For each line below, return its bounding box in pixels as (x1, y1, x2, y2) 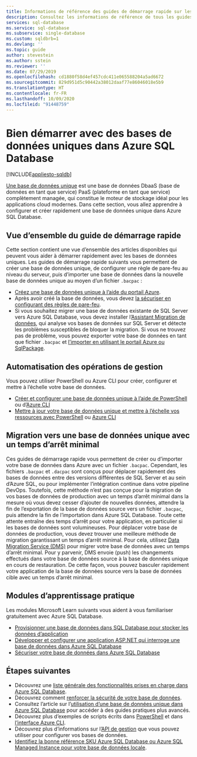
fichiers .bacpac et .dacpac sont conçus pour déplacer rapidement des (6, 468, 176, 475)
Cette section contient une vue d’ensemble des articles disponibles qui (6, 246, 177, 253)
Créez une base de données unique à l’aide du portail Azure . (14, 289, 161, 296)
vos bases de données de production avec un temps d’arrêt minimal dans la (6, 492, 189, 499)
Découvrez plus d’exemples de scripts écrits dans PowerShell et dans (14, 712, 183, 719)
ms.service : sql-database (6, 25, 69, 31)
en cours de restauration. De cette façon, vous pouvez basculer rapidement (6, 561, 189, 568)
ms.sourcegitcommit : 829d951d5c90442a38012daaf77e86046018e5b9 (6, 80, 164, 86)
